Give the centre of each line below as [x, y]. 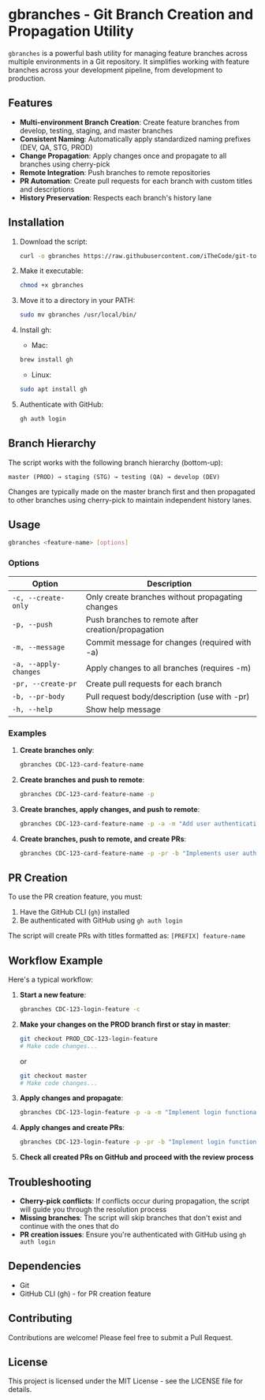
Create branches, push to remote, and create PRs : [103, 839]
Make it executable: [51, 271]
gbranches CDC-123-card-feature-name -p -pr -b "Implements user [129, 853]
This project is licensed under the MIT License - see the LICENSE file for [125, 1381]
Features [30, 103]
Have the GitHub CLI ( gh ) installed [75, 912]
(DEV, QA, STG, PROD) [56, 147]
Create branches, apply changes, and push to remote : [110, 809]
